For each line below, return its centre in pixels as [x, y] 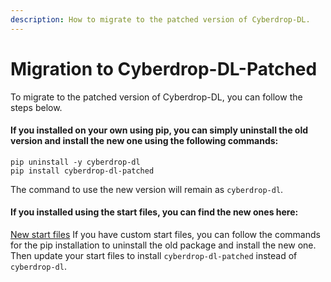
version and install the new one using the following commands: [144, 141]
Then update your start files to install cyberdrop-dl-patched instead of [154, 255]
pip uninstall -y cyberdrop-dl [75, 162]
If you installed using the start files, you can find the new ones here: [154, 212]
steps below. [36, 107]
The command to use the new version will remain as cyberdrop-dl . [147, 189]
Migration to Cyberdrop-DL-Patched [164, 68]
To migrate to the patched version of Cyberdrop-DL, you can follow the [156, 97]
